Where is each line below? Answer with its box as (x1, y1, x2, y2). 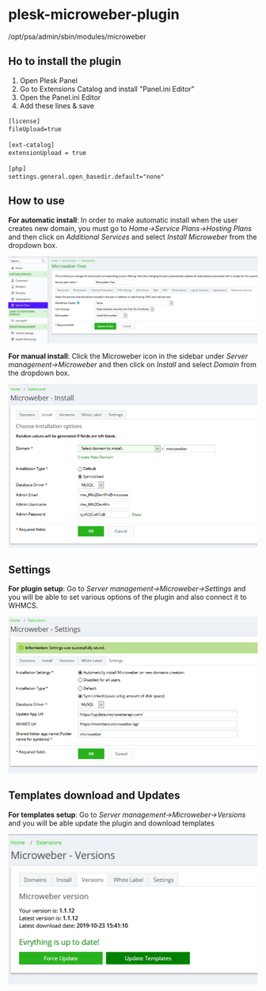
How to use (8, 194, 65, 207)
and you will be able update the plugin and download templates (8, 818, 215, 828)
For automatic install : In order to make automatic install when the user (8, 215, 238, 225)
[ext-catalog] (8, 141, 55, 149)
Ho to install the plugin (8, 55, 122, 68)
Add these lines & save (19, 101, 95, 110)
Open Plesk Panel (19, 75, 78, 85)
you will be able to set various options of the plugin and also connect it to (8, 592, 247, 602)
